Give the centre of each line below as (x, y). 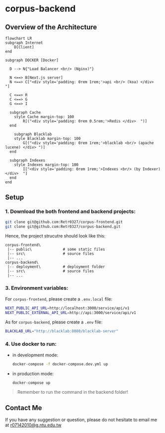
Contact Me (24, 408)
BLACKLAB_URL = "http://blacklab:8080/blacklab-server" (62, 331)
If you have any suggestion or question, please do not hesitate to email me (81, 420)
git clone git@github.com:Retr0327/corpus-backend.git (63, 226)
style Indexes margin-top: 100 (46, 165)
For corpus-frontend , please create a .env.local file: (59, 299)
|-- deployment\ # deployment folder (56, 267)
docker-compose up (31, 383)
